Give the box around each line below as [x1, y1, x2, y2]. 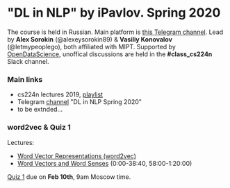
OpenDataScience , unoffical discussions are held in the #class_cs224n [7, 50, 213, 58]
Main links [7, 74, 43, 84]
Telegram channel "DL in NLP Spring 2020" [17, 98, 142, 106]
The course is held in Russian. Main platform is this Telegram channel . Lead [7, 28, 224, 36]
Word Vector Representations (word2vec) [17, 151, 137, 160]
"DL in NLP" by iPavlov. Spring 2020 [7, 5, 221, 21]
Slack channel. [7, 57, 50, 65]
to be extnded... [17, 105, 63, 114]
